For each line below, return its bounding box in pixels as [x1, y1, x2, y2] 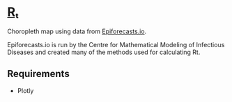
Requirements [7, 68, 70, 80]
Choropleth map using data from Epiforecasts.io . [7, 27, 147, 35]
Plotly [17, 86, 34, 94]
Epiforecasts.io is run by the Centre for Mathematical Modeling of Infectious [7, 40, 225, 49]
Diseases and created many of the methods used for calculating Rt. [7, 48, 201, 56]
